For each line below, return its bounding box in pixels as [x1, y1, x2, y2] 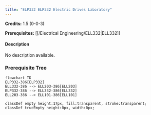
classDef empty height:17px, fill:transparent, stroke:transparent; [5, 101, 147, 106]
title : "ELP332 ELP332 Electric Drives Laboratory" [5, 7, 112, 12]
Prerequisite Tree [5, 64, 47, 71]
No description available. [5, 52, 55, 58]
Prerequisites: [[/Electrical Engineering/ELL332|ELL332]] [5, 30, 121, 36]
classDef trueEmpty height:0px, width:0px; [5, 106, 95, 111]
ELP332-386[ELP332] [5, 80, 45, 85]
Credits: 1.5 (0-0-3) [5, 21, 45, 26]
